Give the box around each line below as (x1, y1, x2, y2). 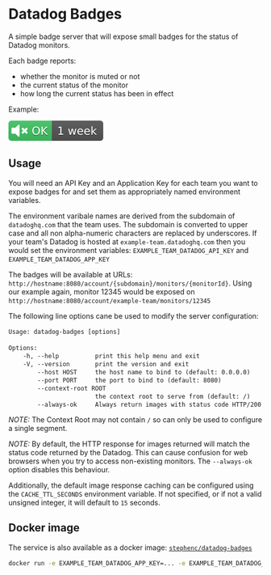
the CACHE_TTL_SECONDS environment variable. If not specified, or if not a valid (8, 488, 262, 498)
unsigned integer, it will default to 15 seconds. (8, 497, 161, 507)
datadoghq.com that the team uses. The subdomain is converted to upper (8, 219, 248, 229)
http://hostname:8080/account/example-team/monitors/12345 (8, 297, 211, 305)
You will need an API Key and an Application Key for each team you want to (8, 178, 258, 188)
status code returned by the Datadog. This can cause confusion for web (8, 447, 248, 457)
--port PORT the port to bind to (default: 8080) (37, 376, 222, 384)
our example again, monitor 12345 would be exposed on (8, 286, 195, 296)
